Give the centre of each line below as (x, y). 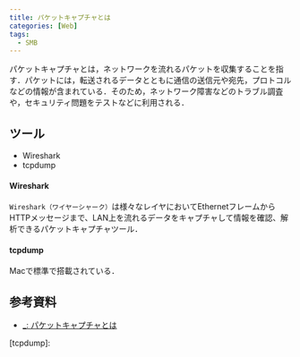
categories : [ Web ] (43, 26)
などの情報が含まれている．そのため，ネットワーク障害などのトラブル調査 (146, 91)
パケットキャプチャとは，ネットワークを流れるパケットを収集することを (142, 69)
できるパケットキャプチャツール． (80, 229)
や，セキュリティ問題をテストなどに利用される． (99, 103)
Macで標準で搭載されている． (64, 271)
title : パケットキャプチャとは (60, 17)
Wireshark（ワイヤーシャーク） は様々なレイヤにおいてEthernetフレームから (142, 207)
